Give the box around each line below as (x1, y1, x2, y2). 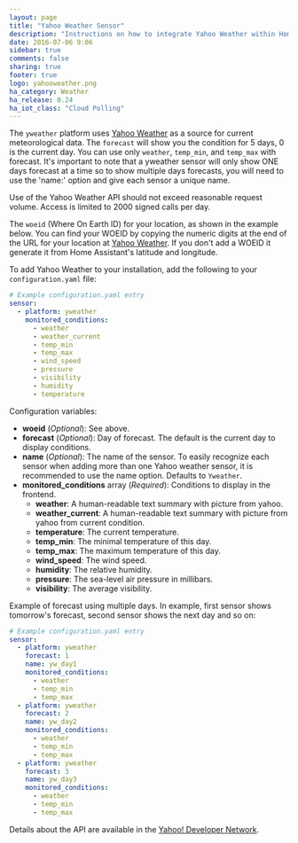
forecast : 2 (25, 709, 69, 718)
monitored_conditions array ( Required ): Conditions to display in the (21, 480, 271, 490)
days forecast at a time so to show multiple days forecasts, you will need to (9, 166, 284, 176)
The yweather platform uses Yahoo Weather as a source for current (9, 128, 254, 138)
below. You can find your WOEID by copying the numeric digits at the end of (9, 228, 287, 239)
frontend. (21, 488, 57, 499)
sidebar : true (9, 46, 62, 55)
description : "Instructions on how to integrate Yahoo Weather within (9, 29, 276, 38)
